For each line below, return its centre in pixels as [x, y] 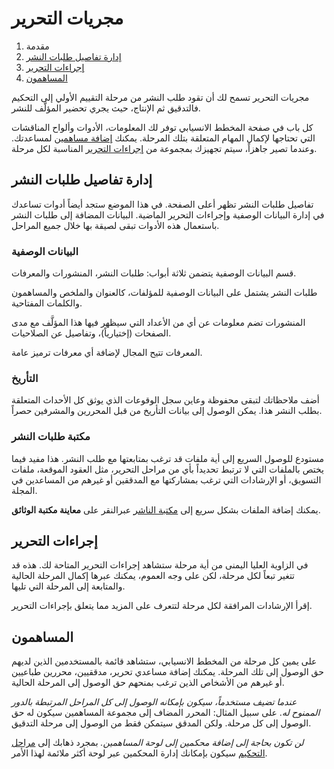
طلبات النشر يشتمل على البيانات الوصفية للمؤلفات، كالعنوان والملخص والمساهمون [164, 293]
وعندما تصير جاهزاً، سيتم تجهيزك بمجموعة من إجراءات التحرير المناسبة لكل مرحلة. [164, 148]
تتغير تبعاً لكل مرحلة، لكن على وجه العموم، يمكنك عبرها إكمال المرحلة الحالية [153, 576]
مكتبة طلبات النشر [51, 437]
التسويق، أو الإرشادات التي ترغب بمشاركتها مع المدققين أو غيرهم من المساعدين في [166, 479]
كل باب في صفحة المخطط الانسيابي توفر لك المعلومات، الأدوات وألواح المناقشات [162, 127]
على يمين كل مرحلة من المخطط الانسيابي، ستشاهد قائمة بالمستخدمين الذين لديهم [164, 661]
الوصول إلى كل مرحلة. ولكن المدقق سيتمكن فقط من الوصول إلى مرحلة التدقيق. [161, 723]
